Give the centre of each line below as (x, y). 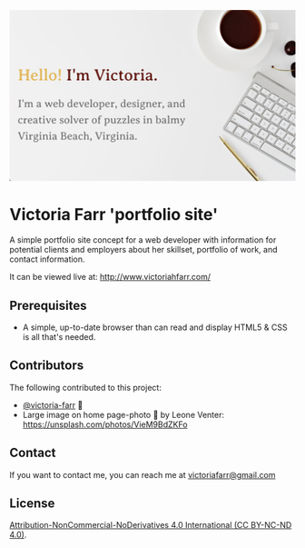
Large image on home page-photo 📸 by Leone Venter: (123, 414)
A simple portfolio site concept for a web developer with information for (143, 240)
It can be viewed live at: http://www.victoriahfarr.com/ (110, 277)
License (32, 503)
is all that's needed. (59, 336)
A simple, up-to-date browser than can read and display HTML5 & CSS (155, 327)
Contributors (47, 366)
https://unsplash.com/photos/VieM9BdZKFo (105, 424)
